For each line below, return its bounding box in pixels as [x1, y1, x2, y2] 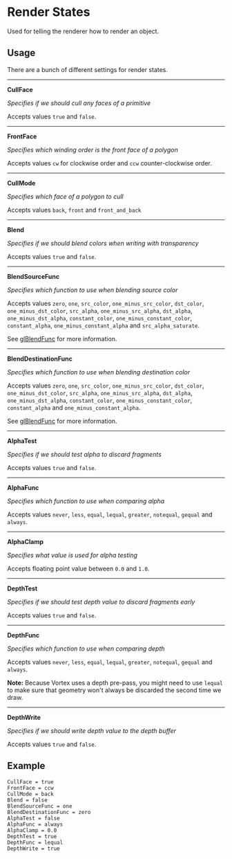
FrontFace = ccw [7, 784, 54, 791]
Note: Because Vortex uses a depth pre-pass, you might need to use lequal [7, 678, 223, 687]
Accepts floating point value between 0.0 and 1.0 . [7, 564, 150, 572]
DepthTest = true [7, 833, 57, 840]
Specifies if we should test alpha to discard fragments [7, 450, 162, 458]
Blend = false [7, 797, 48, 804]
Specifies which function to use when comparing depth [7, 644, 165, 653]
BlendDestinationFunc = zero [7, 808, 91, 815]
